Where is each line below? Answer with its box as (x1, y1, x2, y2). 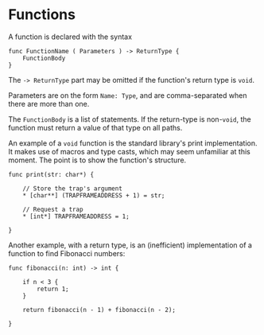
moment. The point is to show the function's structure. (8, 155, 187, 165)
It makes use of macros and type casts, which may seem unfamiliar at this (8, 146, 250, 156)
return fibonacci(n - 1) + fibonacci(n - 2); (22, 306, 177, 314)
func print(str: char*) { (8, 170, 94, 178)
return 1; (37, 285, 69, 293)
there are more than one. (8, 99, 90, 108)
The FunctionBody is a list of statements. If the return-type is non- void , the (8, 114, 252, 124)
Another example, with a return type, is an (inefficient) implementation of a (8, 240, 253, 250)
